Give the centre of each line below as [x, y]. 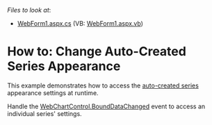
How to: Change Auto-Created [97, 52]
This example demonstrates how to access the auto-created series [103, 85]
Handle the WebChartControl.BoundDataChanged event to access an [106, 106]
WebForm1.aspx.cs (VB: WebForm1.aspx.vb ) [80, 23]
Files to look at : [29, 10]
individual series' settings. [44, 113]
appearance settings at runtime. [53, 92]
